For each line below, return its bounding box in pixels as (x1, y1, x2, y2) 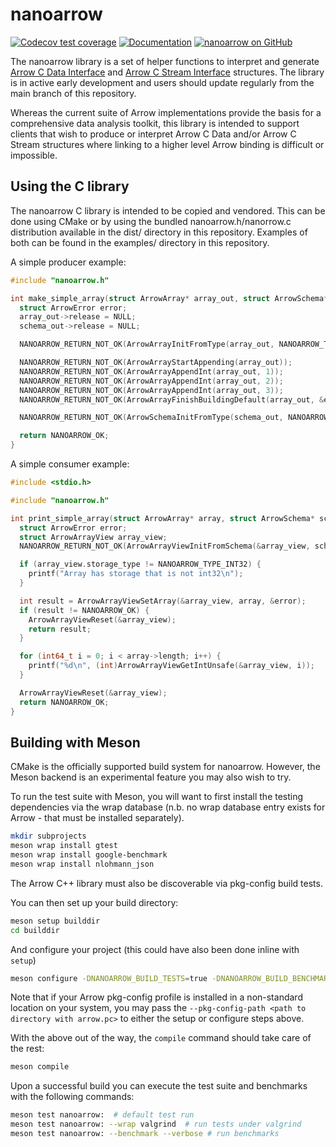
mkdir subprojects (10, 831, 87, 842)
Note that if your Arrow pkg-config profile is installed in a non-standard (10, 991, 303, 1003)
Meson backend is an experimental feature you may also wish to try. (10, 771, 292, 783)
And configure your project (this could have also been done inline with (10, 943, 300, 955)
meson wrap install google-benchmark (10, 850, 168, 860)
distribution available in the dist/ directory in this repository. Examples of (10, 226, 308, 238)
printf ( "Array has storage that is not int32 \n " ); (28, 569, 244, 579)
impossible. (10, 149, 58, 161)
